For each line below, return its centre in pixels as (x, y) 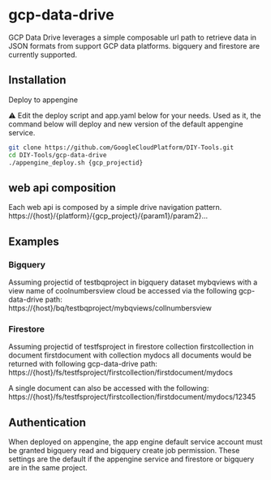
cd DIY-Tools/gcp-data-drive (58, 155)
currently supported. (43, 54)
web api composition (62, 188)
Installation (37, 80)
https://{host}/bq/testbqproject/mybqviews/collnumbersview (110, 308)
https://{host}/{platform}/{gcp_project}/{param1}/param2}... (108, 216)
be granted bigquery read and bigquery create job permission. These (124, 450)
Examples (34, 241)
